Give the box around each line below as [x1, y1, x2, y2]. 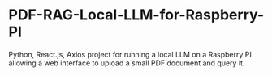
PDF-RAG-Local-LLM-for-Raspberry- [8, 6, 265, 24]
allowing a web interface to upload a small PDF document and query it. [8, 58, 245, 68]
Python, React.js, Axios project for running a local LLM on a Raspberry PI [8, 49, 252, 59]
